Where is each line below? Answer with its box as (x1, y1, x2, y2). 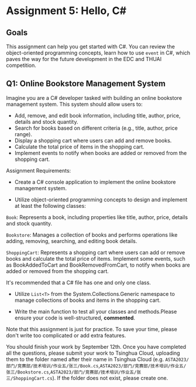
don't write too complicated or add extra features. (6, 332, 126, 339)
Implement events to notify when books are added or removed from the (14, 149, 187, 156)
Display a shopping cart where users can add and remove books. (14, 137, 172, 144)
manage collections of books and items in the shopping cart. (14, 297, 161, 304)
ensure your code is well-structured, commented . (14, 314, 136, 321)
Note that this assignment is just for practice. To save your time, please (6, 325, 177, 332)
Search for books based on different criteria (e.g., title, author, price (14, 124, 178, 132)
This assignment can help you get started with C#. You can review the (6, 43, 176, 50)
